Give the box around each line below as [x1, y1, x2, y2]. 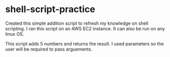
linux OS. [5, 31, 24, 37]
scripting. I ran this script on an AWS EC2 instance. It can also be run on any [5, 25, 165, 31]
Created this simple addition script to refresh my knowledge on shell [5, 20, 149, 26]
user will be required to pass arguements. [5, 46, 93, 52]
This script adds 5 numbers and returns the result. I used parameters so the [5, 40, 164, 46]
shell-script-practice [5, 4, 96, 15]
